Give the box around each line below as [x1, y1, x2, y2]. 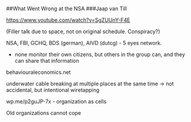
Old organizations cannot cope [6, 110, 82, 116]
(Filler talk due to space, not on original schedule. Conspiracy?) [6, 28, 161, 35]
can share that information [14, 57, 79, 64]
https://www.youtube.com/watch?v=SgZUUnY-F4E [6, 17, 131, 23]
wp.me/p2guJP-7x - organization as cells [6, 98, 107, 105]
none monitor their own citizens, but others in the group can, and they [14, 51, 185, 58]
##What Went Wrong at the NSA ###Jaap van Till [6, 5, 127, 12]
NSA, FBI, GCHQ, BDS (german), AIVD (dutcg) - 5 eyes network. [6, 40, 162, 46]
